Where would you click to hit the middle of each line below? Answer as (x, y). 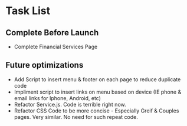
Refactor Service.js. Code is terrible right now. (70, 104)
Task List (28, 11)
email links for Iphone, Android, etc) (58, 98)
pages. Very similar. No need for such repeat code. (76, 117)
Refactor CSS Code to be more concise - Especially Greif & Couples (96, 111)
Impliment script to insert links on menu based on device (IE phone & (98, 92)
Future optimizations (45, 65)
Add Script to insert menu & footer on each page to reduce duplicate (97, 79)
